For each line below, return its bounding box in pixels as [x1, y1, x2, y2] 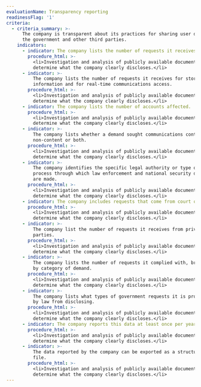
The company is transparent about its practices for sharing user [22, 31, 191, 37]
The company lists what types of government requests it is [32, 293, 186, 299]
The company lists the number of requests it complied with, [32, 260, 188, 266]
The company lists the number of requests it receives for [32, 76, 184, 82]
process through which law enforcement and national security [32, 170, 191, 177]
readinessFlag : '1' [6, 14, 55, 20]
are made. [32, 176, 58, 182]
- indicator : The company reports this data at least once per [22, 321, 184, 327]
